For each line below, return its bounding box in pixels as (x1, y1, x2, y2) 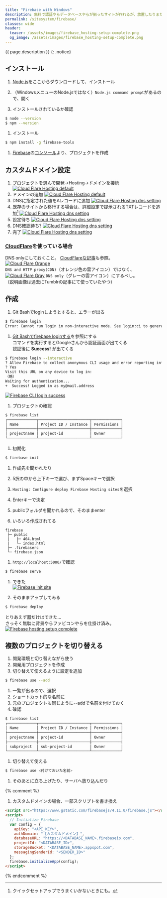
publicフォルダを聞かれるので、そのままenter (12, 507, 105, 513)
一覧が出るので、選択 (12, 688, 56, 694)
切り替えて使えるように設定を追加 (12, 668, 82, 674)
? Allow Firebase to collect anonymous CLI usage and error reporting (5, 360, 155, 365)
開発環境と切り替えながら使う (12, 655, 74, 661)
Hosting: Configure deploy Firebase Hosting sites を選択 (12, 486, 133, 492)
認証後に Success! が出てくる (12, 346, 74, 352)
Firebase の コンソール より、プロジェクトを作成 (12, 150, 108, 156)
